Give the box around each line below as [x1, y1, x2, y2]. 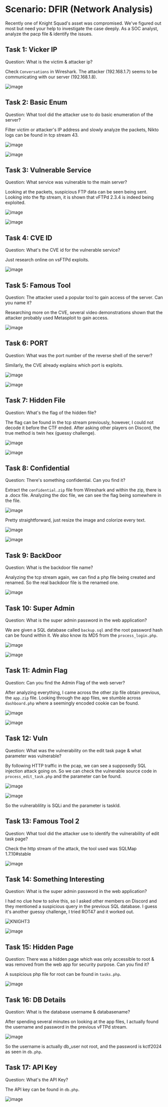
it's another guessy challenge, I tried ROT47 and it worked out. [5, 909, 134, 915]
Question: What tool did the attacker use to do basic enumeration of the [5, 112, 153, 118]
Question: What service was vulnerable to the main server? [5, 179, 127, 185]
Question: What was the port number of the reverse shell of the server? [5, 352, 153, 358]
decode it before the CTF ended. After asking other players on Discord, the [5, 425, 160, 431]
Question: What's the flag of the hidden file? [5, 410, 97, 416]
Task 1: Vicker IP [5, 45, 58, 54]
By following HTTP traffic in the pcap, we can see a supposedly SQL [5, 762, 146, 768]
